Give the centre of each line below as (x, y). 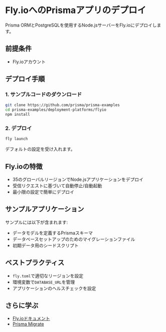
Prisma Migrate (28, 324)
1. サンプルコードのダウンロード (44, 95)
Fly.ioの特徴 (24, 167)
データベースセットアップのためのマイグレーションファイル (74, 239)
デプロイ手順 (25, 79)
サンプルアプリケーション (45, 209)
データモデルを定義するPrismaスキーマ (53, 233)
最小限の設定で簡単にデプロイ (43, 192)
